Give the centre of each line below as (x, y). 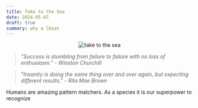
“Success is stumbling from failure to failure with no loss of (93, 56)
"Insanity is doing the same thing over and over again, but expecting (104, 74)
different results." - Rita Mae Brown (64, 81)
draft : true (21, 23)
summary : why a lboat (33, 28)
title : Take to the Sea (36, 12)
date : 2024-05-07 (28, 17)
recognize (18, 99)
